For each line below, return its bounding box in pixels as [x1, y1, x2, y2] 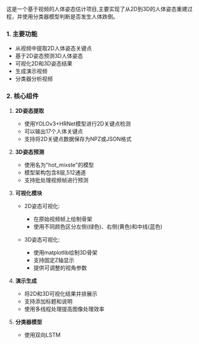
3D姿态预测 [15, 148, 44, 156]
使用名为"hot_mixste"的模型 [24, 161, 94, 168]
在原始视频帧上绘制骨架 [33, 215, 93, 223]
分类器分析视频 [15, 75, 53, 82]
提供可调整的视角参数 [33, 264, 87, 271]
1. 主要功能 [6, 29, 38, 38]
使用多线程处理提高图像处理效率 [24, 305, 105, 312]
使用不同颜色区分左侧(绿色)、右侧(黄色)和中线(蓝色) [33, 223, 163, 230]
